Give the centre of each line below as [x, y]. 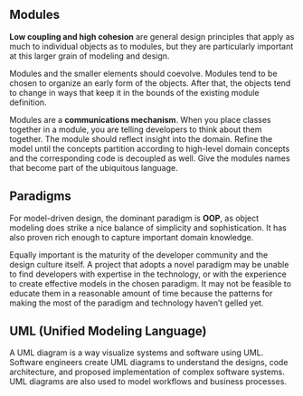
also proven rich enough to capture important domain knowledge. [132, 237]
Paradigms [41, 197]
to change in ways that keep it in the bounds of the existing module [134, 92]
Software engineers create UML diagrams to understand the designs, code [149, 363]
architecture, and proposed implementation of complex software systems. [147, 372]
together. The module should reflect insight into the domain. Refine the [141, 138]
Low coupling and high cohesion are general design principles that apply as [152, 36]
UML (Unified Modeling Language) [108, 331]
